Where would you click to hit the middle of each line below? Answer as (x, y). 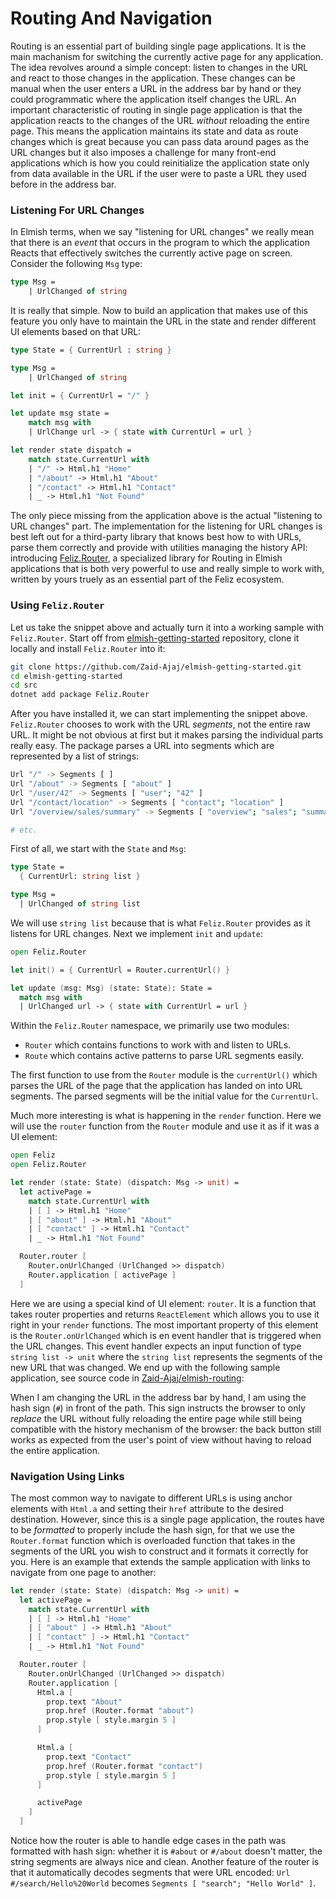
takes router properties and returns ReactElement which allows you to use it (165, 1314)
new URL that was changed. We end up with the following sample (145, 1367)
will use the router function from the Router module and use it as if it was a (165, 1126)
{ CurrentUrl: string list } (80, 877)
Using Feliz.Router (57, 605)
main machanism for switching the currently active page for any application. (167, 56)
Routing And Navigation (111, 18)
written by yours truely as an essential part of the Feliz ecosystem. (147, 579)
